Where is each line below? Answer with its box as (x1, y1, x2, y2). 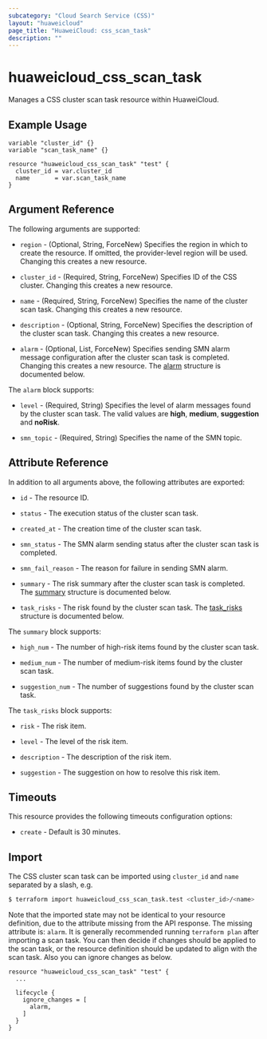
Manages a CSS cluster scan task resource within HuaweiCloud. (8, 95, 219, 105)
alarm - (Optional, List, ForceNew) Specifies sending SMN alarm (19, 344, 230, 353)
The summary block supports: (8, 627, 102, 636)
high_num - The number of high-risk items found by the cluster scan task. (19, 642, 259, 651)
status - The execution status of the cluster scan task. (19, 508, 199, 518)
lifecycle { (15, 989, 56, 997)
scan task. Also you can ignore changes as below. (8, 953, 173, 962)
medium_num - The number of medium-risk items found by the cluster (19, 657, 243, 667)
